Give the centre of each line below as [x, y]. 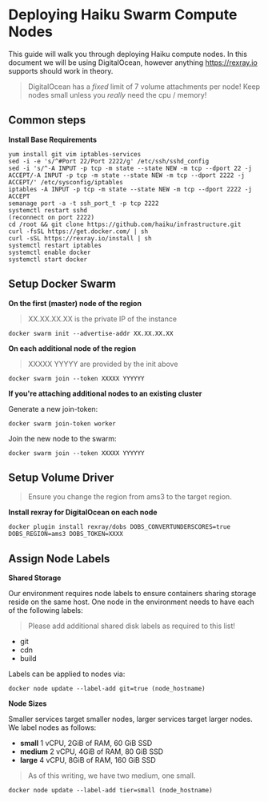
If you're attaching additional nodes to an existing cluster [105, 393]
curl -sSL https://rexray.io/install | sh [80, 238]
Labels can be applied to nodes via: [67, 674]
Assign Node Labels [59, 558]
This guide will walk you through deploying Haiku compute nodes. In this [128, 54]
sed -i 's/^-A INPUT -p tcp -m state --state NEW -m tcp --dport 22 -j [130, 168]
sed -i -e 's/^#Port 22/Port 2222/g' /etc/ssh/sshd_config [109, 161]
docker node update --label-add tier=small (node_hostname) [111, 791]
